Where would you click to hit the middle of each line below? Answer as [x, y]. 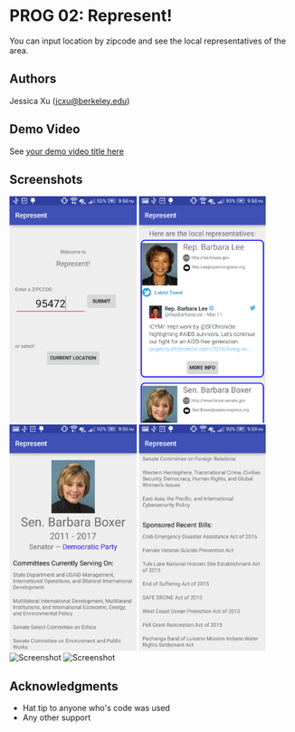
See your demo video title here [67, 151]
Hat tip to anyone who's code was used [96, 708]
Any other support [57, 718]
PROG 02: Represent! [91, 16]
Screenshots [46, 179]
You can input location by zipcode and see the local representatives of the [148, 41]
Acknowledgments [64, 686]
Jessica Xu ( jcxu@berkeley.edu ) [70, 101]
